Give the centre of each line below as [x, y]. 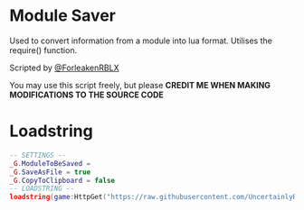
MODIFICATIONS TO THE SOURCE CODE [87, 95]
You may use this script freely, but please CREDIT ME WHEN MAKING [140, 85]
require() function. [43, 50]
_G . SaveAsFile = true [50, 172]
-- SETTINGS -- [38, 155]
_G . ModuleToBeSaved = [50, 163]
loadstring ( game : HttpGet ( [58, 197]
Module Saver [62, 16]
